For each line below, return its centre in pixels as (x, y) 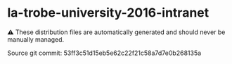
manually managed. (36, 39)
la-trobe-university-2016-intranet (108, 13)
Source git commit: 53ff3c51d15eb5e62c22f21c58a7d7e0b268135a (104, 53)
